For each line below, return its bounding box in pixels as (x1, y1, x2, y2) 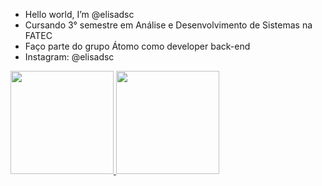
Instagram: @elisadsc (24, 51, 115, 63)
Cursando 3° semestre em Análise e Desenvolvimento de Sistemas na (24, 19, 313, 31)
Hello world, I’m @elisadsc (24, 9, 135, 20)
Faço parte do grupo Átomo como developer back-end (24, 40, 251, 52)
